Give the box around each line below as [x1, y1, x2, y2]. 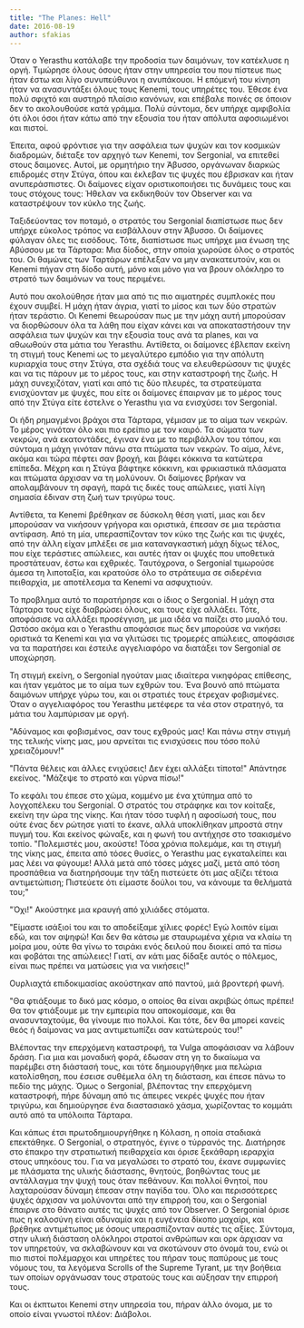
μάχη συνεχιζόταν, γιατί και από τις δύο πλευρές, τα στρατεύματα [9, 378, 261, 389]
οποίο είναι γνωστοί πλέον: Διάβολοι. [9, 1309, 152, 1320]
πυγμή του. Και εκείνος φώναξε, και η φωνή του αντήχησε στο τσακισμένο [9, 829, 292, 840]
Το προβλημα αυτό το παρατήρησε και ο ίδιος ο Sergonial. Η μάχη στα [9, 595, 275, 605]
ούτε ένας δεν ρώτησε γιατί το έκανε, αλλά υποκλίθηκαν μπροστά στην [9, 819, 283, 831]
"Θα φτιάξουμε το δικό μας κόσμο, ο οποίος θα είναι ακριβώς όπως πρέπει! [9, 996, 295, 1007]
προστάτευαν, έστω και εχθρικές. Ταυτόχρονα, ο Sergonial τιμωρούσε [9, 557, 275, 568]
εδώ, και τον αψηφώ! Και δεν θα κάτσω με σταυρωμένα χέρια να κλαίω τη [9, 931, 292, 942]
